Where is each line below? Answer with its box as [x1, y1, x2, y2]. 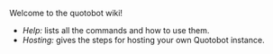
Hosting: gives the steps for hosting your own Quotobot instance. [22, 35, 265, 45]
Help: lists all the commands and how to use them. [22, 25, 210, 35]
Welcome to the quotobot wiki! [9, 8, 123, 18]
